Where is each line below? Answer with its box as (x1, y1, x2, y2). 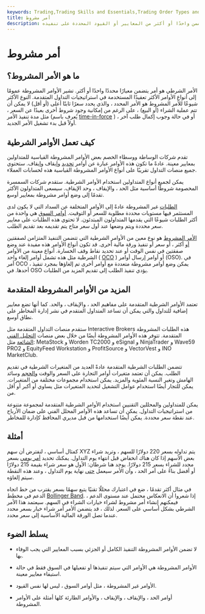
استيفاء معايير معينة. (15, 570, 61, 577)
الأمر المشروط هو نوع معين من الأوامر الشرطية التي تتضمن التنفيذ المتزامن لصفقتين (7, 234, 197, 242)
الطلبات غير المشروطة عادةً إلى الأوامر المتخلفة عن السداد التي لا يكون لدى (7, 203, 178, 211)
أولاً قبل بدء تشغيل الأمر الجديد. (7, 120, 77, 127)
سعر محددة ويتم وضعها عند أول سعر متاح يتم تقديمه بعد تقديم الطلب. (7, 222, 164, 229)
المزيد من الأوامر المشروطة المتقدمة (7, 284, 131, 295)
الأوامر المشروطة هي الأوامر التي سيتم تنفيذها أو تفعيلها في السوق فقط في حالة (15, 563, 197, 571)
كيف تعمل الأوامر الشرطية (7, 137, 95, 147)
